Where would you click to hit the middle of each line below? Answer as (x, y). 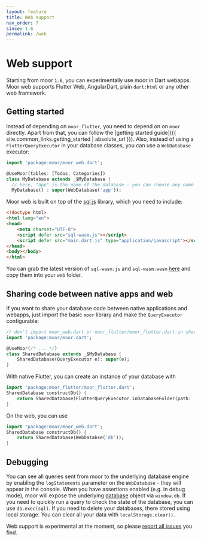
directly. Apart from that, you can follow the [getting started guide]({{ (91, 132)
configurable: (23, 321)
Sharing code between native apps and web (90, 294)
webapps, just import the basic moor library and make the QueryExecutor (95, 315)
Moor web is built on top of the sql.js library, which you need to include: (94, 202)
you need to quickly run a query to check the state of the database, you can (100, 502)
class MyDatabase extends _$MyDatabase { (59, 179)
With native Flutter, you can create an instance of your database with (91, 377)
